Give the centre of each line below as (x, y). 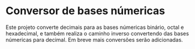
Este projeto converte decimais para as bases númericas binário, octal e (95, 27)
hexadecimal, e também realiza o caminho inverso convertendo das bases (97, 33)
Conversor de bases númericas (85, 11)
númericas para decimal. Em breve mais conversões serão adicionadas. (94, 40)
